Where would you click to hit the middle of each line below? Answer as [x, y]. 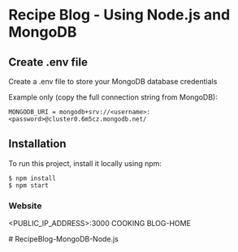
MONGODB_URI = [32, 112]
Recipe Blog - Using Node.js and [119, 15]
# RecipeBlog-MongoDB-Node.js [64, 239]
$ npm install [32, 178]
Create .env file [48, 62]
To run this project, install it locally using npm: [85, 163]
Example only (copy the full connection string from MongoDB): [113, 97]
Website [25, 206]
